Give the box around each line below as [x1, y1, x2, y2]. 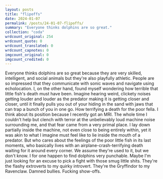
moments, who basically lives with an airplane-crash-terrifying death [5, 143, 144, 148]
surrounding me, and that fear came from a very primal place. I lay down [5, 122, 150, 128]
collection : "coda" [5, 30, 45, 35]
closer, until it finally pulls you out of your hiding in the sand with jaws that [5, 101, 153, 107]
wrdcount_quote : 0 [5, 39, 42, 44]
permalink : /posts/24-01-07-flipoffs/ [5, 20, 84, 26]
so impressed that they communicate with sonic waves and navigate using [5, 81, 154, 87]
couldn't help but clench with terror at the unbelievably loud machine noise [5, 117, 155, 123]
